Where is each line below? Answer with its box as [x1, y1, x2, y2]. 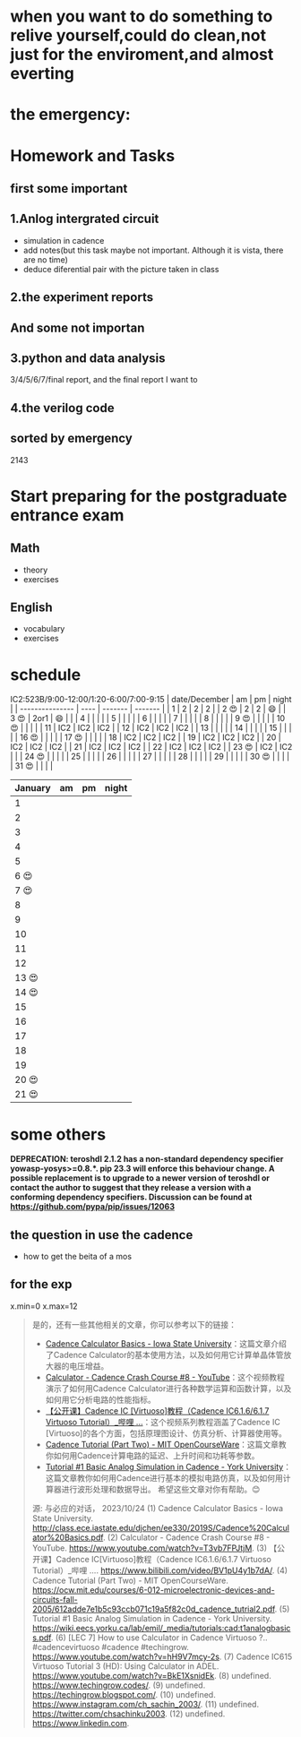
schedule [10, 665, 82, 684]
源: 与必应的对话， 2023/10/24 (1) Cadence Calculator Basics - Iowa [31, 1502, 283, 1513]
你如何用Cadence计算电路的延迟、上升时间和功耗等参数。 [45, 1449, 260, 1461]
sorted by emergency [10, 431, 133, 446]
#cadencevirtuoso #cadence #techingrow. [31, 1641, 189, 1652]
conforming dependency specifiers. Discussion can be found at [10, 1191, 253, 1202]
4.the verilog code [10, 400, 115, 416]
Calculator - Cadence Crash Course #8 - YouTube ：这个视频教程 [45, 1372, 286, 1382]
